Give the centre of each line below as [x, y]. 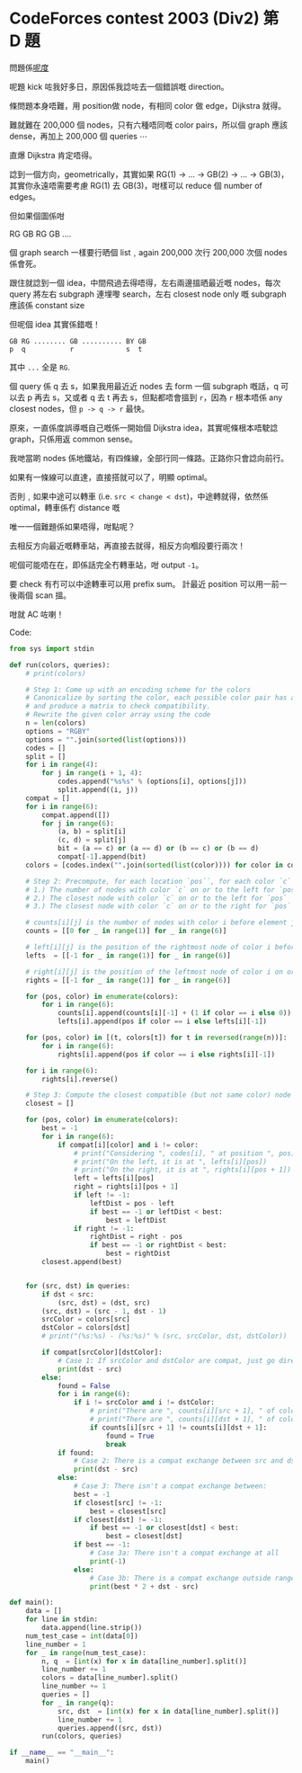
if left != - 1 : [102, 1195]
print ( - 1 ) [108, 1561]
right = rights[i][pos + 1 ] [126, 1187]
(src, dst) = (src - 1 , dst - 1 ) [104, 1311]
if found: [75, 1453]
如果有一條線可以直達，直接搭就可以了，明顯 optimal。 [111, 477]
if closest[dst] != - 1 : [118, 1519]
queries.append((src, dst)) [110, 1728]
